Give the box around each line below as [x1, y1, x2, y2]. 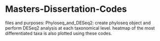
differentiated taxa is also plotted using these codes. [5, 30, 112, 36]
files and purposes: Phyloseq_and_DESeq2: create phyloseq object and [5, 20, 151, 26]
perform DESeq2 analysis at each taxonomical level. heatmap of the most [5, 25, 155, 31]
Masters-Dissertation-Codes [5, 3, 127, 15]
